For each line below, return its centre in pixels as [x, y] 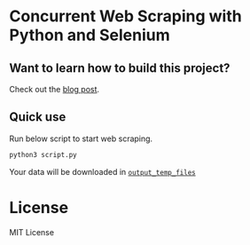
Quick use [38, 117]
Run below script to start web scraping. [81, 138]
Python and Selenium [90, 35]
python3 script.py [43, 154]
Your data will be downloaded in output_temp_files [103, 171]
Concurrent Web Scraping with [125, 16]
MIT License [32, 232]
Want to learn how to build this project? [120, 68]
